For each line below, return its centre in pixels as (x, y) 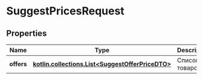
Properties (27, 33)
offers (18, 64)
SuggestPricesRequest (66, 11)
